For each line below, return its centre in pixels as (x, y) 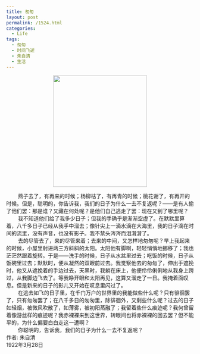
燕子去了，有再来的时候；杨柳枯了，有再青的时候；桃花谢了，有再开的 (104, 196)
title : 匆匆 (20, 12)
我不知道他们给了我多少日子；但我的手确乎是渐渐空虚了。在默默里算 (101, 218)
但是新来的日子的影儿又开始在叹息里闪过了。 (71, 285)
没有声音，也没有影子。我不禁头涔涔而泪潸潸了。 (92, 233)
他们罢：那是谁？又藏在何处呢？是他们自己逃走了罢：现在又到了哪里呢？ (100, 211)
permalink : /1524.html (34, 23)
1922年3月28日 (25, 344)
